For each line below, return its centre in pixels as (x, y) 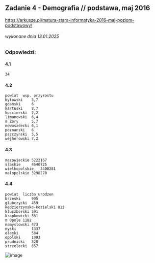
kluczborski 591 (22, 211)
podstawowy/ (19, 25)
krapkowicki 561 (22, 216)
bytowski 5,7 (22, 100)
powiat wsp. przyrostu (29, 96)
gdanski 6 (20, 104)
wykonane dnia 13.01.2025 (32, 36)
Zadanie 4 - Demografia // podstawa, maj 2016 (78, 8)
